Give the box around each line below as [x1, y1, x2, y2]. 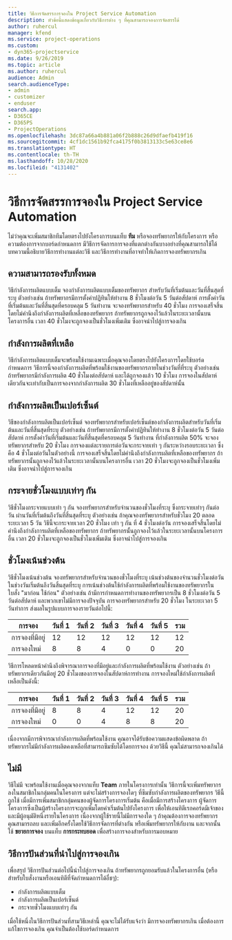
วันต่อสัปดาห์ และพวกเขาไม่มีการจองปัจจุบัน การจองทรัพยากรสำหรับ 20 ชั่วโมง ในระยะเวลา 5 [8, 596, 218, 605]
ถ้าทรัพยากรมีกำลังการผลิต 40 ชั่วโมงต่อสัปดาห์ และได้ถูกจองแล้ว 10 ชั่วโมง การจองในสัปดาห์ [8, 371, 218, 380]
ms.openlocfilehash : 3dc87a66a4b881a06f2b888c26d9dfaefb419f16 [8, 132, 193, 139]
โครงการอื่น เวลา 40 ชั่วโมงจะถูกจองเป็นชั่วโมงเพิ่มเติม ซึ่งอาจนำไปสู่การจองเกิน [8, 317, 187, 325]
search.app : [8, 106, 42, 113]
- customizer [8, 94, 45, 101]
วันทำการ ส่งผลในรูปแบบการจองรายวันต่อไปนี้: [8, 604, 113, 612]
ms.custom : [8, 42, 39, 49]
